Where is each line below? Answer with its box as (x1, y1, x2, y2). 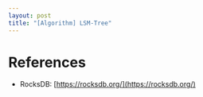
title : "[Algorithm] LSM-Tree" (8, 19, 112, 27)
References (8, 53, 86, 72)
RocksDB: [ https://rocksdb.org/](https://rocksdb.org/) (19, 80, 197, 89)
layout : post (8, 11, 52, 20)
